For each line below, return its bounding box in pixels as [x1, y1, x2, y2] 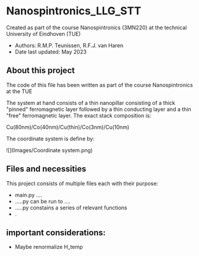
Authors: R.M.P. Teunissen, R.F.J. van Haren [14, 42, 124, 49]
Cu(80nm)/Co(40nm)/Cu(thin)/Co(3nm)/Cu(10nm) [6, 124, 130, 131]
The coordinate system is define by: [6, 135, 94, 142]
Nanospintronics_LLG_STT [6, 4, 142, 18]
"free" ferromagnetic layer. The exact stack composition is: [6, 112, 151, 119]
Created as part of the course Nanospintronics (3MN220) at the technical [6, 24, 187, 31]
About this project [6, 66, 75, 76]
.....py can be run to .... [14, 198, 71, 205]
